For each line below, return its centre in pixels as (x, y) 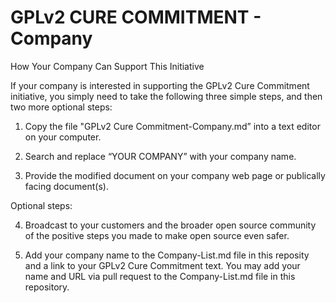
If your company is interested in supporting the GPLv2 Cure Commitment (160, 85)
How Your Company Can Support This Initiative (107, 66)
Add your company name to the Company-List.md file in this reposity (167, 255)
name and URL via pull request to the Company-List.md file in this (160, 276)
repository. (47, 287)
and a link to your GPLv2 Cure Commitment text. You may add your (162, 265)
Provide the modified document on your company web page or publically (175, 175)
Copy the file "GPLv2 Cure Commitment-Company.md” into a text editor (172, 126)
